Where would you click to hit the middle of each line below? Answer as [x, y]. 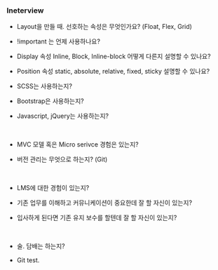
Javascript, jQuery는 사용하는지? [63, 116]
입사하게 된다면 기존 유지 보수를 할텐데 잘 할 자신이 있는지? [97, 218]
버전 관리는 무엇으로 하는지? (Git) [62, 159]
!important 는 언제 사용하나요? [59, 41]
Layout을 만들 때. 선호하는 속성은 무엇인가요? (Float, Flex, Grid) [104, 27]
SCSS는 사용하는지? [45, 86]
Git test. [28, 260]
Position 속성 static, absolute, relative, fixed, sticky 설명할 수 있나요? [113, 72]
